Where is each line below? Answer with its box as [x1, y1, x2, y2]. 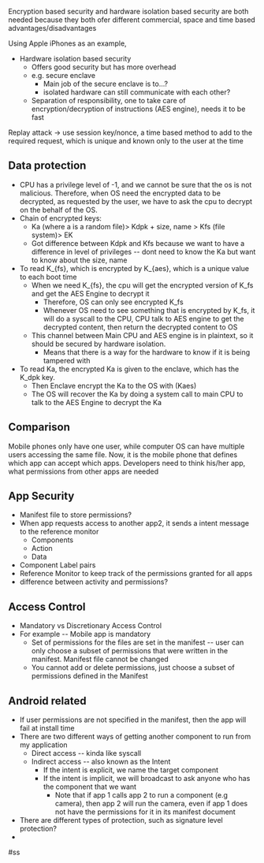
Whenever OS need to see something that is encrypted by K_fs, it [43, 305, 255, 314]
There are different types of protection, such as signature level [19, 816, 223, 825]
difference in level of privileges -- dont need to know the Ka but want [31, 247, 256, 256]
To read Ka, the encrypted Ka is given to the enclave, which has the [19, 364, 240, 374]
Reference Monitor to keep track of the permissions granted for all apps [19, 569, 253, 578]
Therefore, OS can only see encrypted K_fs [43, 297, 184, 307]
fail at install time [19, 724, 75, 733]
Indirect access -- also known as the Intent [31, 757, 171, 767]
